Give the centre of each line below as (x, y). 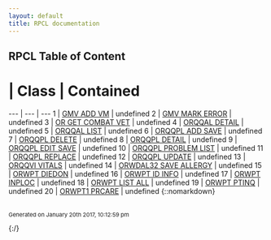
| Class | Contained (74, 91)
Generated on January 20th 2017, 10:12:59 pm (69, 214)
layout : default (36, 16)
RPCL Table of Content (67, 56)
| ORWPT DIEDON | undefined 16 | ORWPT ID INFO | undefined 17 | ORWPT (135, 174)
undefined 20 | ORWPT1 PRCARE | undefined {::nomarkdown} (112, 191)
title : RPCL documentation (54, 24)
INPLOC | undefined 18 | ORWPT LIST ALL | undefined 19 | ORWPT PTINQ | (134, 182)
